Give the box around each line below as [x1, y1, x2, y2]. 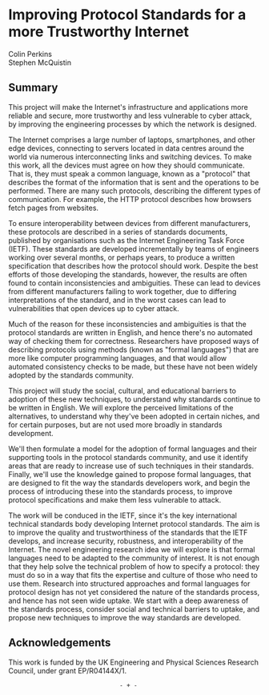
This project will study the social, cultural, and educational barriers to [8, 386, 236, 395]
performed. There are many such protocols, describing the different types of [8, 186, 261, 196]
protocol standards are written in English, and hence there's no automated [8, 327, 253, 337]
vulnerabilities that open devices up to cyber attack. [8, 303, 179, 313]
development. [8, 428, 54, 438]
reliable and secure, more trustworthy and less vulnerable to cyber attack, [8, 111, 252, 120]
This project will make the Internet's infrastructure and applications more [8, 102, 248, 111]
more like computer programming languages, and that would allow [8, 353, 227, 362]
